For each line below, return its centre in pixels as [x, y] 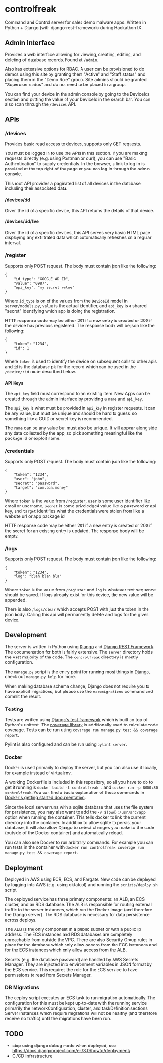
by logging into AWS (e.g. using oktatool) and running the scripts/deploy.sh [81, 885]
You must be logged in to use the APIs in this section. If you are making [76, 153]
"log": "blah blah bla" [38, 576]
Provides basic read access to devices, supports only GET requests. [73, 144]
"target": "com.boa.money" [41, 487]
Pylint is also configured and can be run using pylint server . [66, 744]
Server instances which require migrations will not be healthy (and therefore [81, 1013]
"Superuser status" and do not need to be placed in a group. [65, 84]
